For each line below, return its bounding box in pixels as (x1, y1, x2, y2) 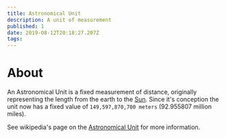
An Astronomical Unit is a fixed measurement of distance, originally (7, 88, 197, 96)
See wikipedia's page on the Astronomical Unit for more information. (7, 123, 201, 131)
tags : (7, 36, 23, 43)
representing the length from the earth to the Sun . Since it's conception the (7, 95, 219, 104)
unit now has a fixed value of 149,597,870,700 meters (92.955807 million (7, 102, 212, 111)
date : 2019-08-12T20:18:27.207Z (7, 29, 99, 36)
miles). (7, 110, 26, 118)
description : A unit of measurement (7, 16, 112, 23)
